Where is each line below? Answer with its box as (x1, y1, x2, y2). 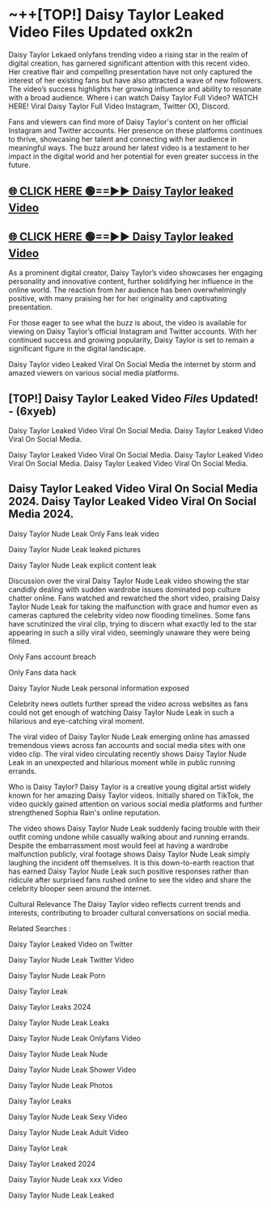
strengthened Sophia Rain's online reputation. (8, 807, 161, 817)
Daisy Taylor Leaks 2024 (8, 1002, 91, 1011)
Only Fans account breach (8, 652, 96, 661)
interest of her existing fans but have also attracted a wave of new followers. (8, 75, 264, 85)
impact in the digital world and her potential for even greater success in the (8, 151, 259, 161)
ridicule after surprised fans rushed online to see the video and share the (8, 874, 252, 884)
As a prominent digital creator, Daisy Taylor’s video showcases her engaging (8, 268, 263, 278)
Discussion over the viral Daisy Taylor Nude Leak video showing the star (8, 576, 249, 585)
